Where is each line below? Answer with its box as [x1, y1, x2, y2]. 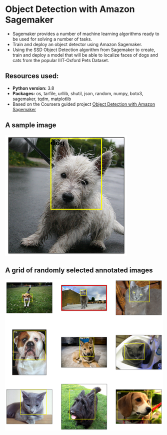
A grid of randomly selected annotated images [5, 266, 153, 274]
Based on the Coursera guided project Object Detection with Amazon [12, 101, 155, 107]
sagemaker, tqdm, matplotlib [12, 96, 71, 102]
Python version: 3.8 [12, 85, 54, 91]
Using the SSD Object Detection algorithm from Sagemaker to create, [12, 47, 155, 53]
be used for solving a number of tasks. [12, 36, 92, 42]
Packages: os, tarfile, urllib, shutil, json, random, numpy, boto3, [12, 90, 143, 96]
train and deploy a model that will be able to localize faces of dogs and [12, 52, 158, 58]
